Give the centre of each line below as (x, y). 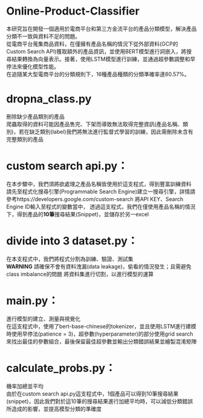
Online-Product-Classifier (73, 11)
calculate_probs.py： (61, 368)
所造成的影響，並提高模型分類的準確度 (54, 409)
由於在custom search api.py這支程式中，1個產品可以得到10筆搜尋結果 (92, 393)
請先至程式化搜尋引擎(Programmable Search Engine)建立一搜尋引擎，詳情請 (101, 191)
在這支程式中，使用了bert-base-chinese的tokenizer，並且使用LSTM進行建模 (101, 326)
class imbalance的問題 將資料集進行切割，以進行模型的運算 (80, 274)
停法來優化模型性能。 (33, 66)
